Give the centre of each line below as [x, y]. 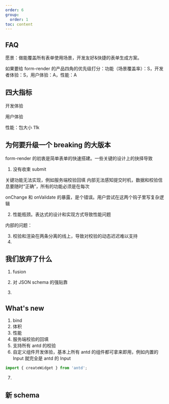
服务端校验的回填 [31, 339]
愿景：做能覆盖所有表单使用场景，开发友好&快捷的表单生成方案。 [74, 58]
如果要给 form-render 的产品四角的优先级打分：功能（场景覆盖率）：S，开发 [84, 69]
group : [12, 15]
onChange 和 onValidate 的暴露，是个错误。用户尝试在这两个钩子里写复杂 [82, 197]
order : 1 [19, 19]
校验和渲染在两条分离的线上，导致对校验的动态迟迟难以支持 [75, 236]
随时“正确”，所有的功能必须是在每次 [52, 186]
